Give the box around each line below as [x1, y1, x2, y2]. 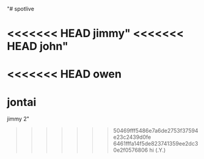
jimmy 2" [7, 115, 29, 122]
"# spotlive [7, 5, 34, 12]
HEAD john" [7, 40, 69, 54]
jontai [7, 95, 37, 109]
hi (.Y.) [149, 146, 166, 154]
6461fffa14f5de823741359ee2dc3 [113, 140, 199, 147]
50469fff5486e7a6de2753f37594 [113, 127, 199, 135]
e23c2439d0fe [113, 133, 151, 141]
